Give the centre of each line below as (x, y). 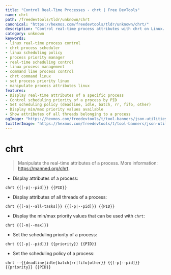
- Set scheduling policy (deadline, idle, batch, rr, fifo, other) (78, 105)
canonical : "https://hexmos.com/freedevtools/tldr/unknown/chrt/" (77, 24)
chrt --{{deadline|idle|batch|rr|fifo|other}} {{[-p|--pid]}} (73, 263)
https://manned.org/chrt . (44, 168)
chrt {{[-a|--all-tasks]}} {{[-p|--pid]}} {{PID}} (60, 206)
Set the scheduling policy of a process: (54, 253)
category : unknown (25, 34)
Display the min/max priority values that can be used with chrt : (79, 216)
